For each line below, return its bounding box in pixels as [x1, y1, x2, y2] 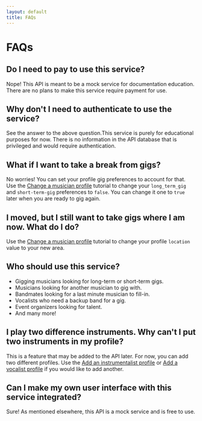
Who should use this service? [6, 261, 121, 272]
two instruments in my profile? [6, 337, 124, 347]
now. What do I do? [6, 222, 80, 232]
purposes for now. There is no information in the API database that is [6, 136, 177, 143]
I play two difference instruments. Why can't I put [6, 327, 196, 337]
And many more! [14, 310, 57, 317]
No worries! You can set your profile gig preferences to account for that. [6, 176, 186, 183]
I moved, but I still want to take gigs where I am [6, 212, 185, 223]
